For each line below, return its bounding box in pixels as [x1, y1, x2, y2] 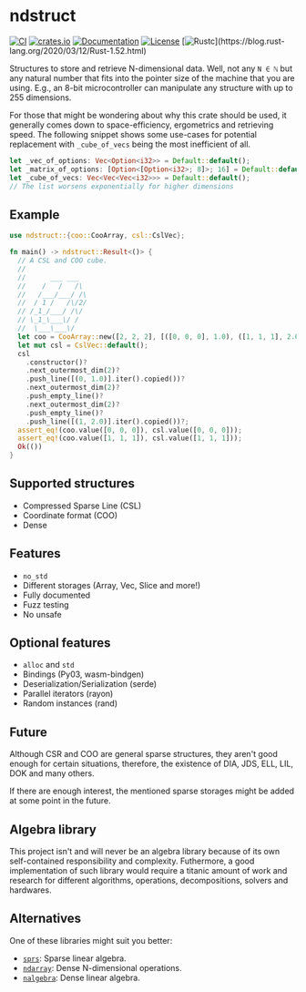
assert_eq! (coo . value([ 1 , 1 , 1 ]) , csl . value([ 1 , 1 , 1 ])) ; [17, 434, 243, 443]
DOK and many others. [9, 768, 95, 779]
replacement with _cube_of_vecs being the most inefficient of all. [9, 138, 251, 149]
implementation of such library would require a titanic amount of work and [9, 865, 288, 876]
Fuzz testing [22, 598, 70, 610]
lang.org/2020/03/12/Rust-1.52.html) [9, 45, 148, 56]
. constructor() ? [25, 357, 88, 367]
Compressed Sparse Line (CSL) [22, 500, 142, 511]
